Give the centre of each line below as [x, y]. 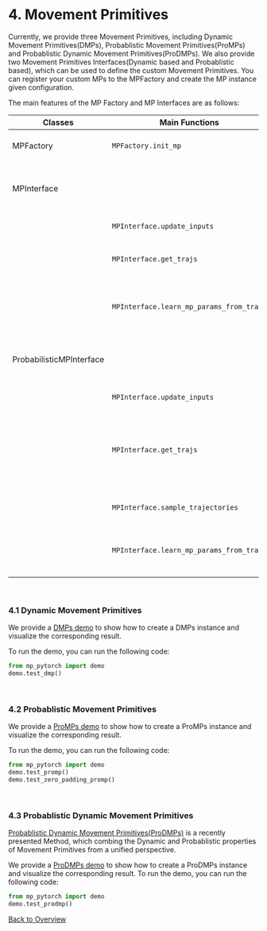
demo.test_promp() [39, 773]
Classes [58, 122]
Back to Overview [37, 919]
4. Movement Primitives [89, 15]
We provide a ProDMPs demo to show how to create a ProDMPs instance [128, 865]
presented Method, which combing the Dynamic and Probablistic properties [132, 841]
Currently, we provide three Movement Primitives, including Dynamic [120, 37]
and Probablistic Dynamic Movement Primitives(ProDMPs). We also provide [132, 53]
